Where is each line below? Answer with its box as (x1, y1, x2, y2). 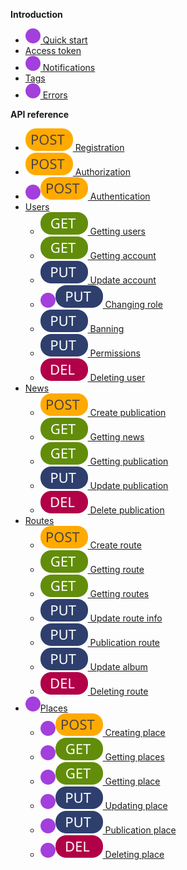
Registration (74, 142, 125, 153)
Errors (42, 89, 68, 101)
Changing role (104, 299, 163, 310)
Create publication (89, 407, 167, 418)
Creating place (104, 727, 166, 738)
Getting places (104, 751, 165, 763)
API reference (10, 109, 70, 120)
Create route (89, 539, 142, 551)
